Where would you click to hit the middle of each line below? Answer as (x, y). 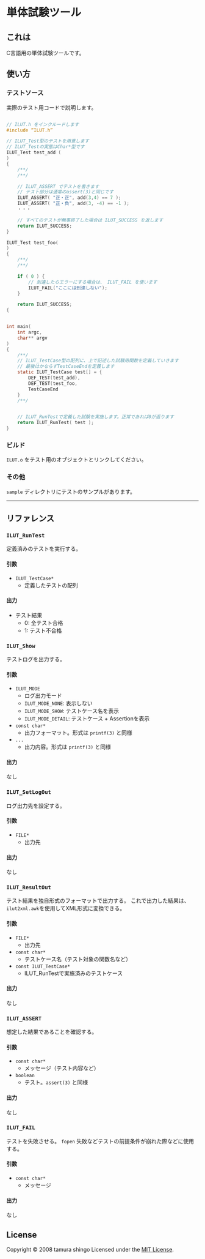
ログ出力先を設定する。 (36, 805)
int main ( (19, 327)
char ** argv (32, 338)
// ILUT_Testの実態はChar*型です (45, 147)
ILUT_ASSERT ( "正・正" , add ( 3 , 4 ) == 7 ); (69, 198)
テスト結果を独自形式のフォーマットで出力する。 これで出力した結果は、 (98, 901)
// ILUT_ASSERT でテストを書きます (58, 186)
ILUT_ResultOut (29, 887)
